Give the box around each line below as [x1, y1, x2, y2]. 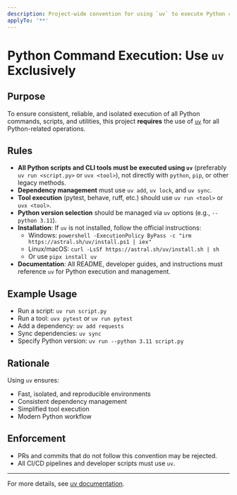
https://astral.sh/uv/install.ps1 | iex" [28, 238, 152, 246]
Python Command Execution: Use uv [7, 47, 224, 64]
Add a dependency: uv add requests [17, 322, 125, 330]
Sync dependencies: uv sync [17, 330, 102, 338]
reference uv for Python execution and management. [17, 267, 171, 276]
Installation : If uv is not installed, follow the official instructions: [17, 223, 202, 232]
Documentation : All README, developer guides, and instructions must [17, 260, 223, 269]
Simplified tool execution [17, 404, 90, 413]
